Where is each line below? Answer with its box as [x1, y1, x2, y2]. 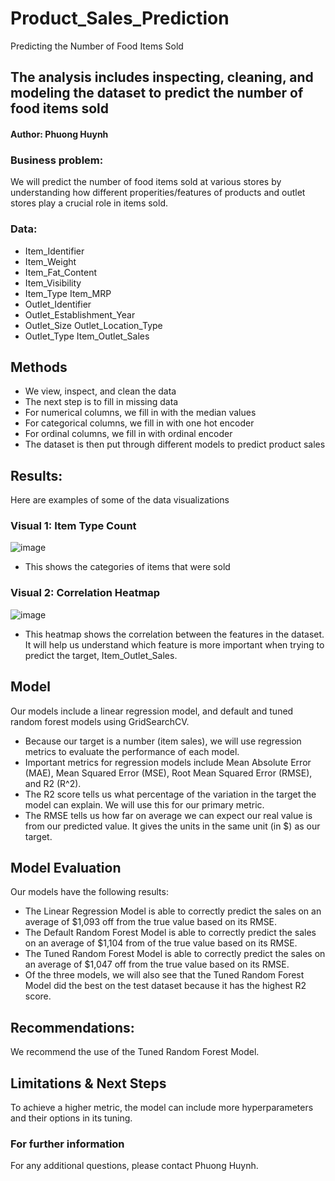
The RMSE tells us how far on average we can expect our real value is [24, 809, 313, 821]
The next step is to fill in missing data [24, 396, 179, 408]
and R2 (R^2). [24, 777, 82, 789]
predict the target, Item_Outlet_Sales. [24, 649, 178, 661]
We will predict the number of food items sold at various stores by [10, 176, 282, 188]
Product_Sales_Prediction [10, 7, 230, 30]
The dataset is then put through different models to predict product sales [24, 438, 326, 451]
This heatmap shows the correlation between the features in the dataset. [24, 628, 325, 640]
